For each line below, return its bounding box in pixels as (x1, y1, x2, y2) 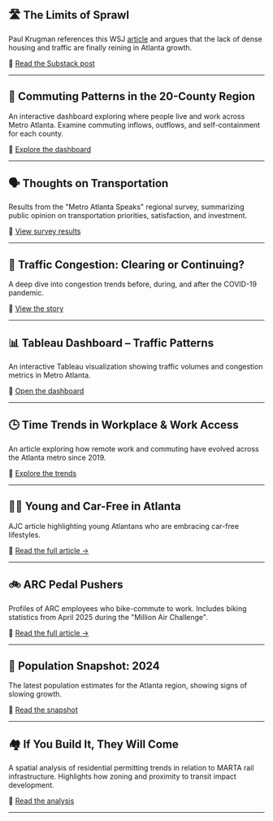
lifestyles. (8, 530, 41, 539)
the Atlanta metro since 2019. (8, 452, 106, 462)
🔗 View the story (8, 304, 64, 313)
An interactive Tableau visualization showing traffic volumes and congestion (8, 362, 263, 372)
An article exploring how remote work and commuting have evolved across (8, 443, 259, 453)
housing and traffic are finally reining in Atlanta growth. (8, 42, 193, 52)
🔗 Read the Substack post (8, 58, 95, 68)
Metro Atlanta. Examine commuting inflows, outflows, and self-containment (8, 120, 261, 129)
